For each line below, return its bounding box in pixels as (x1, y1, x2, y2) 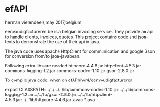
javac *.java (72, 96, 95, 102)
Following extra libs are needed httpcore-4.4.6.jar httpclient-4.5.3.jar (5, 63, 142, 68)
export (5, 86, 18, 92)
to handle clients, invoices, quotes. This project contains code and (5, 34, 137, 40)
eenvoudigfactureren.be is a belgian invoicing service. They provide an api (5, 28, 154, 34)
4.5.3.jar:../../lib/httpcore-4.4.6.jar (5, 96, 72, 102)
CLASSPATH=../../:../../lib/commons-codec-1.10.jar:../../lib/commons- (19, 86, 156, 92)
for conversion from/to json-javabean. (5, 53, 81, 59)
